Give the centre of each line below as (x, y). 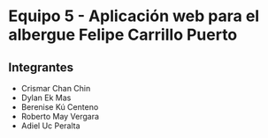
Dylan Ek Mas (46, 98)
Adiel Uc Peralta (50, 126)
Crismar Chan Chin (56, 88)
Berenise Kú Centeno (60, 107)
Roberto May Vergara (60, 116)
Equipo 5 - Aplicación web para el (134, 16)
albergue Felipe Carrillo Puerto (123, 35)
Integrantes (41, 67)
